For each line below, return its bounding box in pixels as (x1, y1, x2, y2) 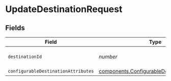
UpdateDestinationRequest (5, 4, 123, 15)
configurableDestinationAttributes (8, 68, 94, 74)
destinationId (8, 54, 42, 59)
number (99, 53, 118, 60)
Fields (5, 24, 25, 32)
